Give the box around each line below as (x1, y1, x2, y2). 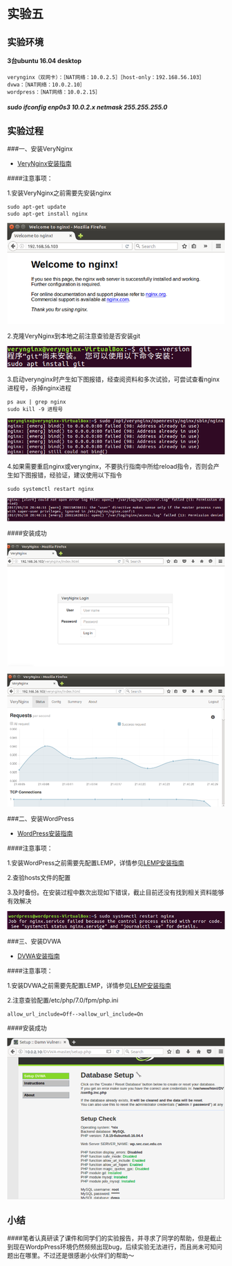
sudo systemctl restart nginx (7, 485, 95, 492)
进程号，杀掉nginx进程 (7, 384, 72, 392)
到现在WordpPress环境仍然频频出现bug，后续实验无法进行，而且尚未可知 (7, 1242, 217, 1251)
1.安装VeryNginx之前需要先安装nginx (7, 189, 112, 198)
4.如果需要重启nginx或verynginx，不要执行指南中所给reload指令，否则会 (7, 462, 214, 470)
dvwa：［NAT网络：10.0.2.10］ (7, 81, 85, 88)
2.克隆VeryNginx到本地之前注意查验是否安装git (7, 332, 141, 340)
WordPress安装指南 (17, 829, 73, 838)
